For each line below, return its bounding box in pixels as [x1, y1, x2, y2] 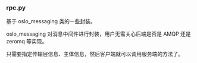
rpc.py [6, 4, 26, 12]
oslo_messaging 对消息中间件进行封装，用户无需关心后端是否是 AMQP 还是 [6, 30, 192, 37]
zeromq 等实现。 [6, 38, 48, 45]
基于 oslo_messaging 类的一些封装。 [6, 18, 96, 25]
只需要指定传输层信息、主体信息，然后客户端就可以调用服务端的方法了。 [6, 51, 183, 58]
